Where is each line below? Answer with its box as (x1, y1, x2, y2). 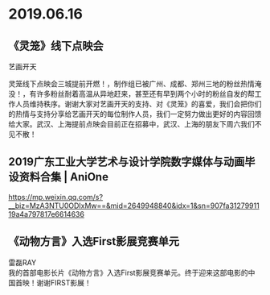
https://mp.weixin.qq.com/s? (8, 192, 103, 202)
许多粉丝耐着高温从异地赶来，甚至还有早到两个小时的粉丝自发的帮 (35, 89, 255, 98)
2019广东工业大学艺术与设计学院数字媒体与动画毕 (8, 155, 256, 169)
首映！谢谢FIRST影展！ (14, 277, 92, 287)
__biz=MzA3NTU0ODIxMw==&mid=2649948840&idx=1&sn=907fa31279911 (8, 201, 260, 210)
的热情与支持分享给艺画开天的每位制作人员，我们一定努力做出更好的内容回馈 (8, 110, 262, 118)
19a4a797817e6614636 (8, 209, 84, 218)
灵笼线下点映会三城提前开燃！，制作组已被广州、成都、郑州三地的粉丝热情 (8, 79, 255, 89)
